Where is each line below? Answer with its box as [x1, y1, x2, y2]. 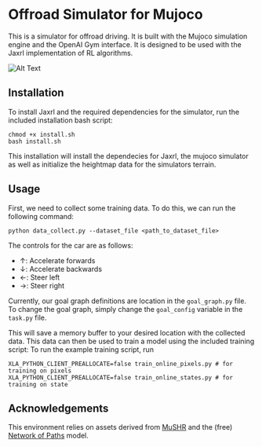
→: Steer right [19, 280, 65, 290]
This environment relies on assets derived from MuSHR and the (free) [8, 423, 233, 432]
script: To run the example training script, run [8, 344, 155, 354]
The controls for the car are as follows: [8, 240, 133, 250]
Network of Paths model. [8, 431, 89, 441]
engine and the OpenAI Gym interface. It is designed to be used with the [8, 39, 242, 49]
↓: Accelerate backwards [19, 264, 103, 273]
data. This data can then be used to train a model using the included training [8, 336, 255, 346]
